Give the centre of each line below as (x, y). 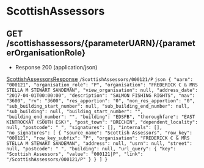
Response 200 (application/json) (56, 67)
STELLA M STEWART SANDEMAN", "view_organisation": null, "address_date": (102, 90)
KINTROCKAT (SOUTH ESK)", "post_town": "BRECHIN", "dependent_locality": (102, 122)
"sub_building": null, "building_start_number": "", (75, 111)
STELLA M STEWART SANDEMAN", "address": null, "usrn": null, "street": (99, 144)
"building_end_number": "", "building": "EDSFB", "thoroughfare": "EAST (101, 117)
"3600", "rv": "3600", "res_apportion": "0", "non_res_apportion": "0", (101, 101)
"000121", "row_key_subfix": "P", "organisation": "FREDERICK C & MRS (98, 138)
